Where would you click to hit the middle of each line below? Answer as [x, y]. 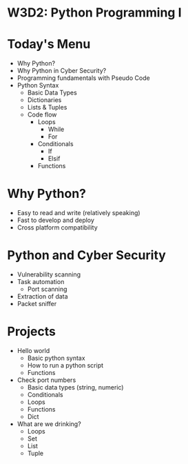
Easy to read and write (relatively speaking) [79, 213]
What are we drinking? [49, 424]
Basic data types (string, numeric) [75, 387]
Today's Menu [49, 44]
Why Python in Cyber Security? [62, 71]
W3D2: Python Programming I [94, 13]
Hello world [33, 350]
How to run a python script [65, 365]
